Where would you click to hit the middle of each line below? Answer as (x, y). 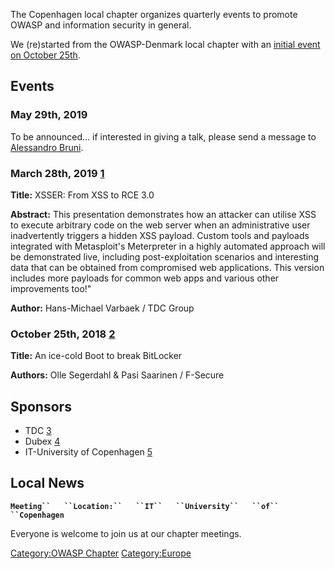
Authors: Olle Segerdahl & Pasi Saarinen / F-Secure (117, 375)
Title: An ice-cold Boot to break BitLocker (96, 356)
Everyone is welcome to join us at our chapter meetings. (126, 533)
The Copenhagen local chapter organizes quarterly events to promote (154, 14)
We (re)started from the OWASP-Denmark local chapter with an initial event (165, 44)
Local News (47, 483)
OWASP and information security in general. (101, 25)
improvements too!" (51, 288)
